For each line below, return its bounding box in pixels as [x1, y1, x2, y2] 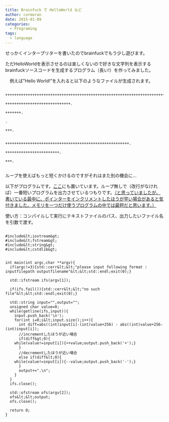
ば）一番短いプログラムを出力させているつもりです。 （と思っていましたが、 [5, 189, 161, 195]
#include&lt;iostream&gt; [5, 233, 59, 239]
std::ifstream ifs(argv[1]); [10, 278, 71, 283]
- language [10, 36, 33, 41]
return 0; [10, 407, 30, 413]
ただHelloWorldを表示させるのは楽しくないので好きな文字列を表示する [5, 61, 151, 67]
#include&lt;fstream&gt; [5, 238, 57, 243]
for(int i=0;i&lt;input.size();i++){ [14, 318, 94, 323]
